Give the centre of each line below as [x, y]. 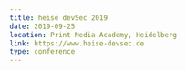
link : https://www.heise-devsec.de [77, 43]
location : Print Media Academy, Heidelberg [93, 35]
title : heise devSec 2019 [58, 18]
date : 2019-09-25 [42, 26]
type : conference [42, 52]
